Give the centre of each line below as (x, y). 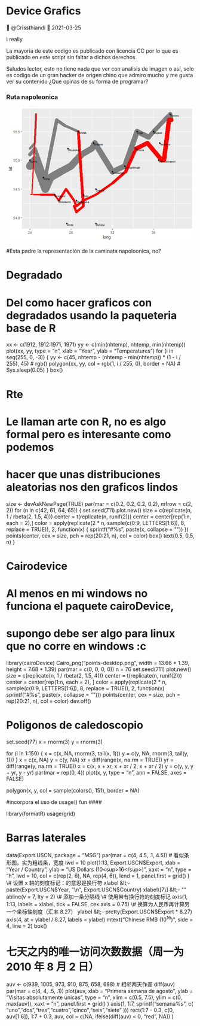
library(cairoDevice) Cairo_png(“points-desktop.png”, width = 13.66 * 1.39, (98, 663)
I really (14, 39)
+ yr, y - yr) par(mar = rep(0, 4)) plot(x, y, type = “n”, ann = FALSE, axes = (96, 772)
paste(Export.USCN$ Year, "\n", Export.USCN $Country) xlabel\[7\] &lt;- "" (96, 890)
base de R (31, 328)
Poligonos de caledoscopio (75, 725)
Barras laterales (46, 838)
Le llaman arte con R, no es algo (86, 422)
